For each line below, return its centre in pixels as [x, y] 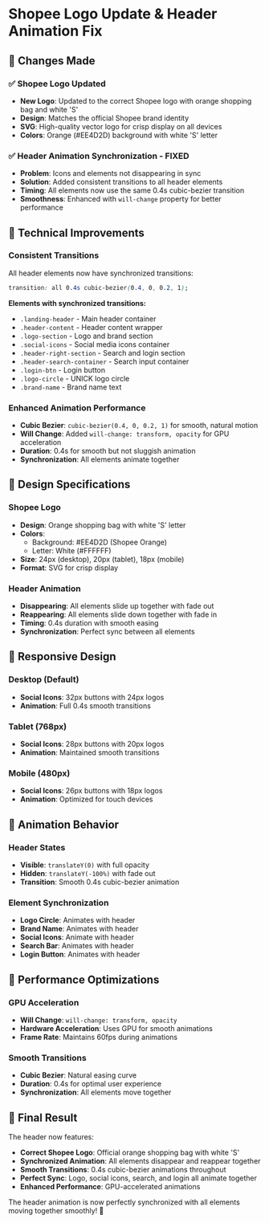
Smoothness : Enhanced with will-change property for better [121, 199]
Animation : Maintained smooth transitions [90, 752]
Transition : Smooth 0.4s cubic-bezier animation [100, 882]
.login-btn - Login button [63, 369]
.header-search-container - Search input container [104, 361]
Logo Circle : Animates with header [77, 920]
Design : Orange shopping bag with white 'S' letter [103, 525]
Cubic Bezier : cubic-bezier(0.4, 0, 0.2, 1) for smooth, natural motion [139, 426]
